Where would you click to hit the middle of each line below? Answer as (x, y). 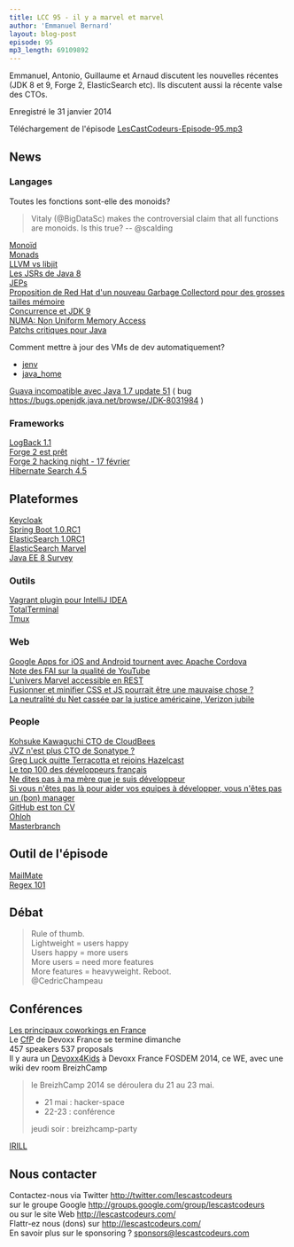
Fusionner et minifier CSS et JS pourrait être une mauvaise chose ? (132, 689)
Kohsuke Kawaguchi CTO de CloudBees (82, 741)
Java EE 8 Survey (41, 557)
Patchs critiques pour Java (58, 330)
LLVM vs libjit (34, 263)
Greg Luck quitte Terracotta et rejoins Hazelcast (97, 760)
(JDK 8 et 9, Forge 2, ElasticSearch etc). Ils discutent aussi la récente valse (146, 85)
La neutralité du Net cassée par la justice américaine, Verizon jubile (132, 699)
